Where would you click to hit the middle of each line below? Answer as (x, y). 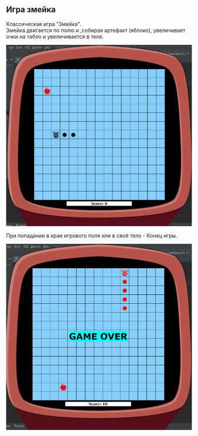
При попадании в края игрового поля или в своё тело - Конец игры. (92, 236)
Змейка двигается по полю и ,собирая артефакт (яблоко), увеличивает (96, 30)
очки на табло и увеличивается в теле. (55, 36)
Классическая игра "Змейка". (44, 24)
